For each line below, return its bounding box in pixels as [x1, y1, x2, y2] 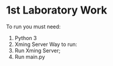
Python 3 [14, 34, 37, 41]
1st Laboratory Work [6, 4, 108, 17]
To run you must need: [6, 23, 61, 30]
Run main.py [14, 53, 45, 60]
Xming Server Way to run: [14, 41, 78, 48]
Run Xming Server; [14, 47, 61, 54]
